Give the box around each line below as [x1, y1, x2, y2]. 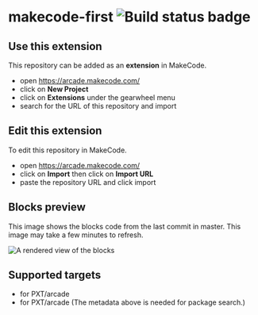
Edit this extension [8, 124, 102, 138]
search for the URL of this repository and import [19, 102, 177, 110]
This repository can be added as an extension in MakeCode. [8, 60, 207, 70]
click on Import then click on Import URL [19, 169, 154, 179]
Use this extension [8, 40, 102, 53]
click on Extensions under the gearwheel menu [19, 93, 176, 102]
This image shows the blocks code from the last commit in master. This [8, 221, 241, 231]
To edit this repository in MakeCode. [8, 145, 127, 155]
